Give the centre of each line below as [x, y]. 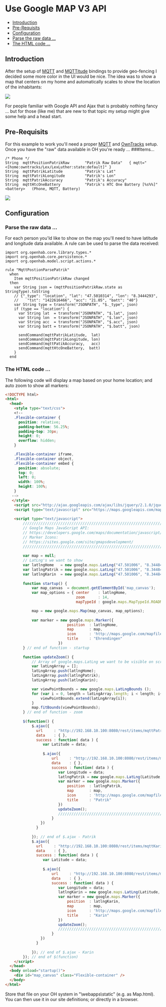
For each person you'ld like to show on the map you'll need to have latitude [82, 238]
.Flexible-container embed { [44, 463]
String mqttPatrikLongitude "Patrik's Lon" [61, 176]
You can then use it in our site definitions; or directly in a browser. [72, 999]
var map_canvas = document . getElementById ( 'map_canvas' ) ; [93, 588]
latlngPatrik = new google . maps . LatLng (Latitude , [110, 777]
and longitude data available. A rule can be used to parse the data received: [82, 243]
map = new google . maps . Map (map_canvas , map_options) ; [88, 611]
